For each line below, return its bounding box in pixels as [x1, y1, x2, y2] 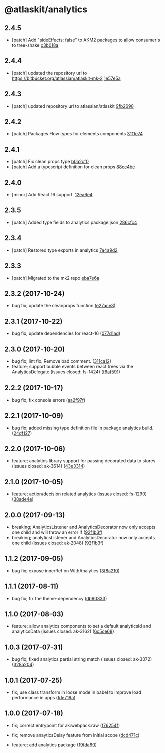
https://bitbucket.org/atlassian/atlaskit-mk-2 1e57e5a [11, 75, 121, 81]
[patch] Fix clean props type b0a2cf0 [11, 159, 89, 165]
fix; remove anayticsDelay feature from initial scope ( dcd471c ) [11, 732, 140, 738]
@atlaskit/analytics [4, 4, 88, 15]
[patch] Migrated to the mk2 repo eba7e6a [11, 275, 100, 281]
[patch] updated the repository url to [11, 70, 87, 76]
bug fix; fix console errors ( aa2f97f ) [11, 397, 86, 403]
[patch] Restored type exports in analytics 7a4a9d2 [11, 247, 118, 253]
